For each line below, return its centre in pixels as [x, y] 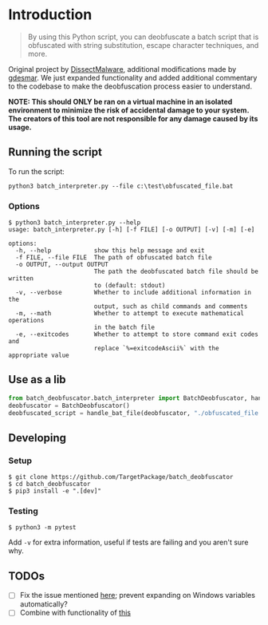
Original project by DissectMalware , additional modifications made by [122, 69]
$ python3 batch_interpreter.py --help [75, 223]
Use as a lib [37, 380]
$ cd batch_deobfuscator [49, 485]
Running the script [55, 152]
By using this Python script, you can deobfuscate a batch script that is [143, 37]
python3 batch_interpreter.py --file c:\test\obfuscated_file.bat [121, 186]
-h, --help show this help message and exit [110, 251]
